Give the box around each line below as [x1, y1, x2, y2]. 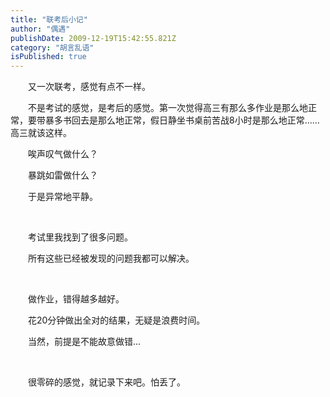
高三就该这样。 [10, 127, 72, 139]
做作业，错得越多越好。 [28, 293, 125, 305]
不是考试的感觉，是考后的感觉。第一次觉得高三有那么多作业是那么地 [28, 102, 308, 114]
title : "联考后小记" [10, 14, 88, 25]
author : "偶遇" [10, 24, 71, 34]
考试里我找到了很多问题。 [28, 231, 133, 243]
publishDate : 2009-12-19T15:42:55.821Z [10, 33, 177, 43]
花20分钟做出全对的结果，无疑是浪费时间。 [28, 314, 206, 326]
